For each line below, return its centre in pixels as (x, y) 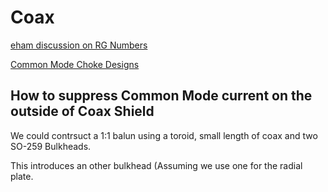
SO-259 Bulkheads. (51, 146)
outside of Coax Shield (82, 111)
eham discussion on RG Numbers (79, 45)
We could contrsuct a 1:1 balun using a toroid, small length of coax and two (164, 135)
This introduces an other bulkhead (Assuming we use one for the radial (156, 165)
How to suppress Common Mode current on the (161, 96)
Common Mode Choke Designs (75, 64)
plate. (22, 176)
